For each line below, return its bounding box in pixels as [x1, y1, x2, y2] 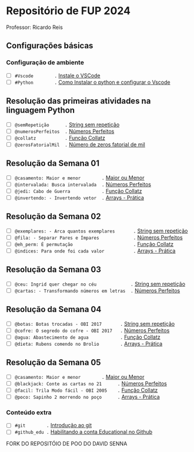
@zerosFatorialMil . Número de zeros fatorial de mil [14, 140, 146, 148]
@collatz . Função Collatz [14, 134, 106, 141]
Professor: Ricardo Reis [6, 24, 63, 31]
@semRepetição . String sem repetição [14, 121, 120, 128]
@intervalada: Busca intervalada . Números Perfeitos [14, 181, 152, 188]
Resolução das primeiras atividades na [6, 96, 151, 106]
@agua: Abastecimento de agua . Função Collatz [14, 333, 160, 340]
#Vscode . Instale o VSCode [14, 72, 101, 79]
